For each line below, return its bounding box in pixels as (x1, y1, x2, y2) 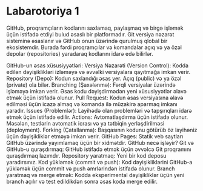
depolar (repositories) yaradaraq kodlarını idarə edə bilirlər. (6, 50, 153, 57)
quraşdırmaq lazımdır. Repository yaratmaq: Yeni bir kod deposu (6, 152, 167, 159)
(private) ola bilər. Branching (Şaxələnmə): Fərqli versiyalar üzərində (6, 81, 176, 89)
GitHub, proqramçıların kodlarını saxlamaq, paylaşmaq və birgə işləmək (6, 24, 184, 32)
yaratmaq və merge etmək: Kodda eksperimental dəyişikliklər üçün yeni (6, 171, 185, 178)
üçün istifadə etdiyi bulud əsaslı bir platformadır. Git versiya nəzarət (6, 30, 175, 38)
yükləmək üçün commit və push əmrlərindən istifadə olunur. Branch (6, 165, 175, 172)
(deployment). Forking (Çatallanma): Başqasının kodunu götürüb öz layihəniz (6, 126, 198, 133)
